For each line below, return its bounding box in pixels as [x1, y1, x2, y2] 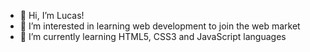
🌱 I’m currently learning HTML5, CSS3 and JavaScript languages [19, 31, 287, 42]
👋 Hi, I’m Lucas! [19, 10, 85, 21]
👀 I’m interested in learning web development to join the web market [19, 20, 301, 32]
